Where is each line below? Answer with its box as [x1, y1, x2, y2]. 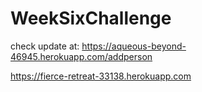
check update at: [10, 40, 80, 52]
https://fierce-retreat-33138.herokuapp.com [10, 70, 192, 82]
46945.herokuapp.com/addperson [10, 50, 153, 62]
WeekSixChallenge [10, 7, 172, 30]
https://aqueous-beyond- [81, 40, 187, 52]
